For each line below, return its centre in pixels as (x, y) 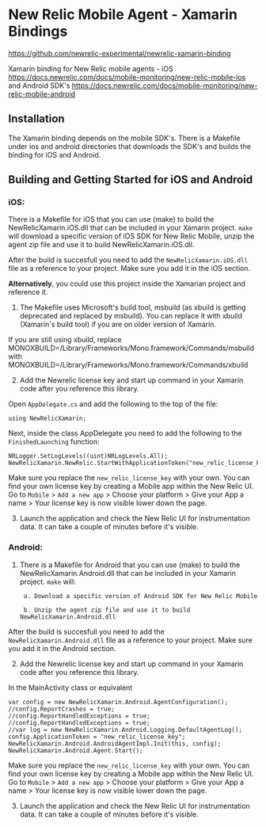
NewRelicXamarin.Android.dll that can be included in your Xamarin (127, 573)
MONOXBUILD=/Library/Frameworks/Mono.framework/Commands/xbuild (128, 365)
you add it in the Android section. (62, 648)
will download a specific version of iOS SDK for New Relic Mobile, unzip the (131, 236)
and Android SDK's (39, 86)
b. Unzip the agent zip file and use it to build (107, 610)
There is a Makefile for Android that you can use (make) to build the (130, 565)
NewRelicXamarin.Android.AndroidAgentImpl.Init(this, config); (115, 743)
